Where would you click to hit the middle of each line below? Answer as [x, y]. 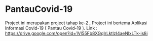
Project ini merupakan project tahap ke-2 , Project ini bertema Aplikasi [76, 23]
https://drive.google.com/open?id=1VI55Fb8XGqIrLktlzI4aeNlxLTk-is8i [76, 33]
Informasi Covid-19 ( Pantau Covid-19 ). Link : [51, 28]
